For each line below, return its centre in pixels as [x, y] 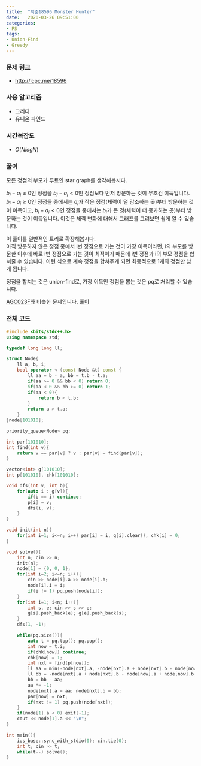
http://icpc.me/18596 [41, 81]
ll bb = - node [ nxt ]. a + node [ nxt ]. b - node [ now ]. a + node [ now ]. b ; [112, 674]
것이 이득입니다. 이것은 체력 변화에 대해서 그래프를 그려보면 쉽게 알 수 [103, 219]
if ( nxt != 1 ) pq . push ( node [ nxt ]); [71, 702]
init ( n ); [28, 563]
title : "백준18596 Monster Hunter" [51, 12]
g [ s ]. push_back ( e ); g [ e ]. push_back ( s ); [77, 613]
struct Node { [22, 359]
